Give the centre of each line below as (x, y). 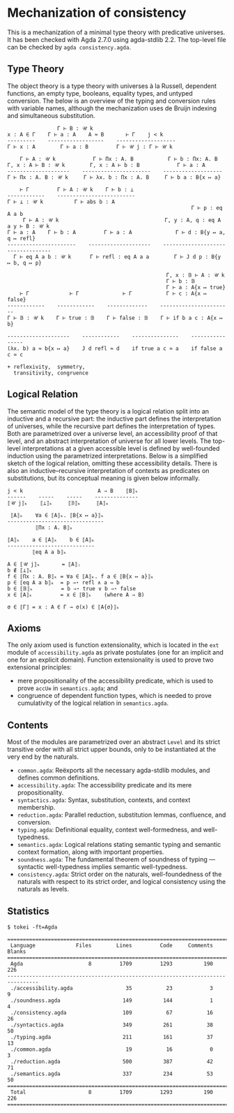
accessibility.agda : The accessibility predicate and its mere (104, 785)
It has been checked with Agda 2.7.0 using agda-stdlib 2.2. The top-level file (117, 39)
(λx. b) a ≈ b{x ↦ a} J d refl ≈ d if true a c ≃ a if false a (115, 348)
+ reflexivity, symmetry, (46, 367)
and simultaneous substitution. (51, 115)
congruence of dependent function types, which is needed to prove (115, 696)
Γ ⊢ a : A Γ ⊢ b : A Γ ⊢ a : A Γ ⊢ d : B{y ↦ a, (117, 232)
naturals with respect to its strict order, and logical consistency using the (122, 882)
